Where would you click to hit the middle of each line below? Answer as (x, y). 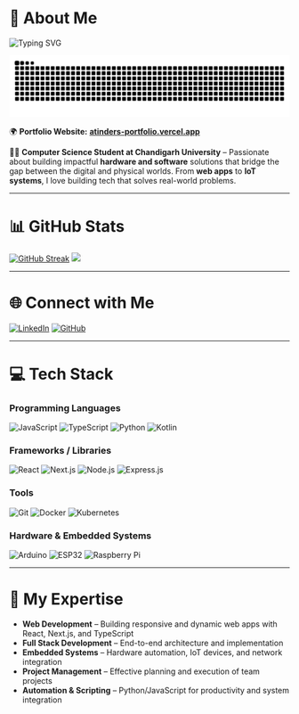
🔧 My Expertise (66, 599)
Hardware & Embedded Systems (81, 536)
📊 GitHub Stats (67, 226)
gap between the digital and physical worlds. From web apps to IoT (133, 171)
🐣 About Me (53, 18)
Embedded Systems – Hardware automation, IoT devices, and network (152, 652)
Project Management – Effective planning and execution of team (141, 671)
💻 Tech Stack (61, 374)
